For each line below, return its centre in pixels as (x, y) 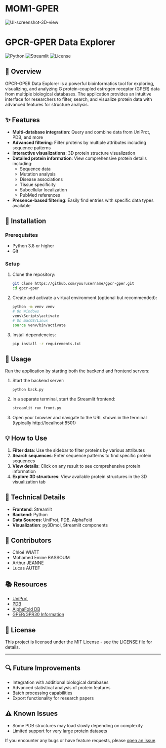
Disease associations (41, 179)
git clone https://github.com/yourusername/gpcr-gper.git (73, 284)
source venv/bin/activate (39, 325)
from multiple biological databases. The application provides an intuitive (78, 94)
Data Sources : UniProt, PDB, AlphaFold (52, 520)
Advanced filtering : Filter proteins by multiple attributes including (79, 142)
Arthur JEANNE (28, 563)
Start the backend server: (38, 381)
